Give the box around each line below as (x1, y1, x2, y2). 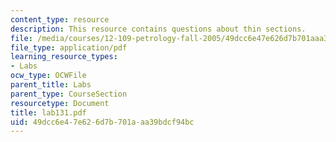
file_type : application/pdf (10, 42, 128, 53)
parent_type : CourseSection (10, 89, 128, 99)
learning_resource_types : (10, 52, 118, 62)
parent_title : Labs (10, 80, 92, 90)
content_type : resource (10, 14, 110, 25)
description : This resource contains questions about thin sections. (10, 24, 307, 34)
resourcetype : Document (10, 98, 110, 108)
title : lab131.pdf (10, 107, 87, 118)
